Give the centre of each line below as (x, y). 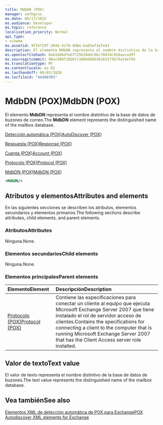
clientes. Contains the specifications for (100, 322)
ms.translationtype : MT (29, 64)
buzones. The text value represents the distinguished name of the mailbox (78, 380)
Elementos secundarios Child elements (52, 254)
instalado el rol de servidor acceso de (98, 316)
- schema (14, 41)
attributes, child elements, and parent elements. (53, 218)
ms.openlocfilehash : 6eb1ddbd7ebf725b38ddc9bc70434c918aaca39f (70, 55)
